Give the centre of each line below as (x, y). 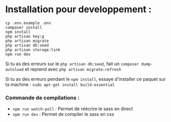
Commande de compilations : (42, 97)
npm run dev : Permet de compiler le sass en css (63, 114)
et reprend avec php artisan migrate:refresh (73, 69)
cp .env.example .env (28, 23)
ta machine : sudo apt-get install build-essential (60, 84)
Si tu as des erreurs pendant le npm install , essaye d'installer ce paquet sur (86, 79)
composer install (24, 27)
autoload (15, 69)
